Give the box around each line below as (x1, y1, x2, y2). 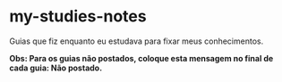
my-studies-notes (9, 6, 147, 27)
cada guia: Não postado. (9, 62, 103, 73)
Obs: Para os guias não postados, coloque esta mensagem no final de (9, 53, 274, 63)
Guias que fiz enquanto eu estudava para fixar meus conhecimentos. (9, 36, 264, 46)
